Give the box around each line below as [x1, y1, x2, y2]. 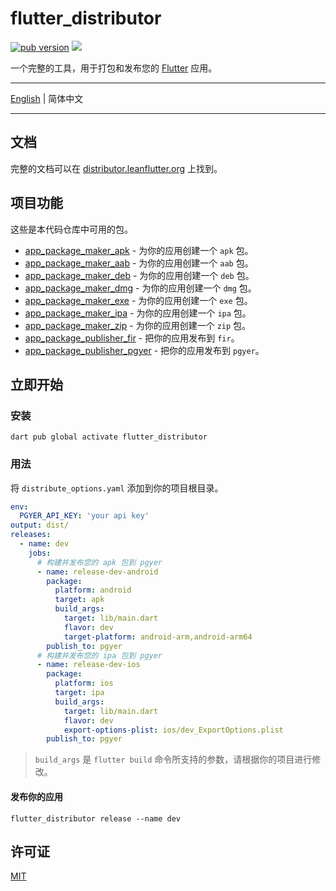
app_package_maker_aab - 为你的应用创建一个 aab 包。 [24, 257, 254, 269]
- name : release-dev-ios [36, 660, 141, 670]
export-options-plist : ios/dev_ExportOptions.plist [63, 725, 284, 735]
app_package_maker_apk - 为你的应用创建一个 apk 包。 [24, 244, 254, 256]
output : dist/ [10, 520, 70, 531]
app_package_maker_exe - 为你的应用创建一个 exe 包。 [24, 294, 253, 306]
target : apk [54, 595, 105, 605]
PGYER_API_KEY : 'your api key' [19, 511, 150, 521]
